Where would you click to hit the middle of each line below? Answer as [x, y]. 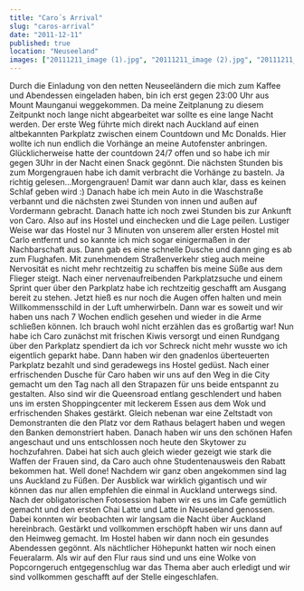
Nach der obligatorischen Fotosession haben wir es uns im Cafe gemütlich [148, 500]
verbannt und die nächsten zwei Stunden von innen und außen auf [133, 201]
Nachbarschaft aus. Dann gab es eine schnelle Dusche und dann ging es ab [151, 249]
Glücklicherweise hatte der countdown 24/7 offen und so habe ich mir [140, 153]
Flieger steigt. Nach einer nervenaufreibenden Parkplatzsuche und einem [146, 278]
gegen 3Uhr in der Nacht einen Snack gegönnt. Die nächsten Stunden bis [146, 163]
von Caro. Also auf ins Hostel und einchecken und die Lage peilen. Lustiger [149, 220]
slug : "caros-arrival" [52, 26]
